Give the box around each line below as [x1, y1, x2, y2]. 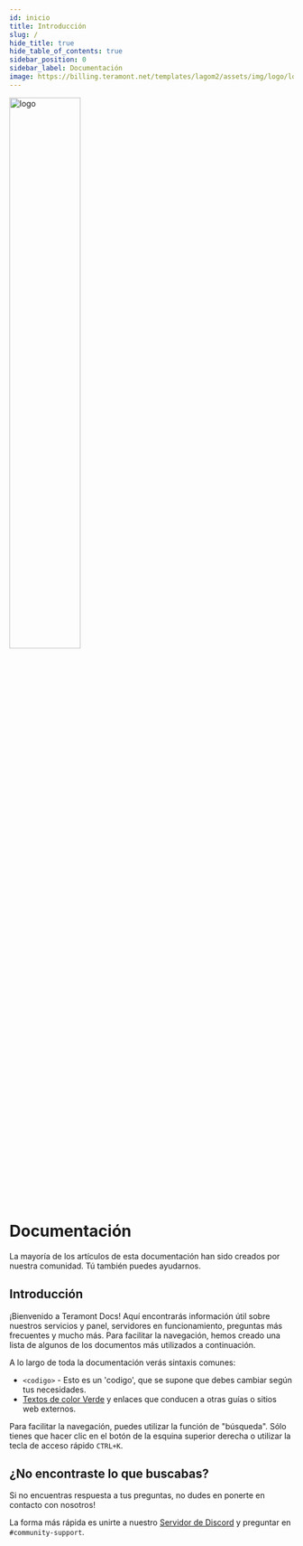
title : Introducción [9, 22, 87, 31]
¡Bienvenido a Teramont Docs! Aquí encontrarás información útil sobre [9, 1310, 271, 1321]
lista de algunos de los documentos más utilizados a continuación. [9, 1339, 256, 1350]
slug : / [9, 30, 39, 39]
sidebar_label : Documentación [9, 64, 124, 73]
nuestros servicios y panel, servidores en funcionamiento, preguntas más [9, 1320, 282, 1331]
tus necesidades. [22, 1384, 87, 1395]
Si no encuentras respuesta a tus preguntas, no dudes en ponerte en [9, 1490, 266, 1501]
